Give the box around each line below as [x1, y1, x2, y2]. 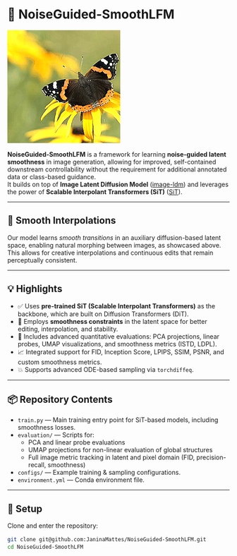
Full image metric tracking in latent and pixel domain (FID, [28, 453, 195, 461]
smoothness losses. [17, 423, 76, 432]
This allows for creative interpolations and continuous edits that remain [7, 248, 214, 257]
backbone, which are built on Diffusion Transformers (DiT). [17, 310, 189, 318]
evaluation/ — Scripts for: [17, 430, 95, 440]
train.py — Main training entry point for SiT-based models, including [17, 416, 219, 424]
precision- [196, 453, 226, 461]
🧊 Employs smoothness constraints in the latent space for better [17, 317, 207, 325]
